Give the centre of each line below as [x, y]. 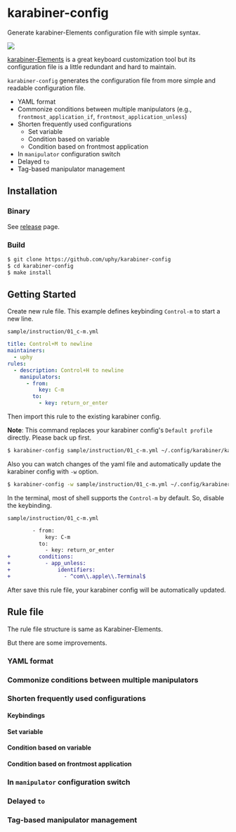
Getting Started [42, 294]
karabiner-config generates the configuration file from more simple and [111, 80]
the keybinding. [30, 505]
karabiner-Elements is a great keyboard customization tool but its [101, 59]
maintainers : [26, 351]
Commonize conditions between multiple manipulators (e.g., [104, 109]
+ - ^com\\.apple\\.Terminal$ [77, 576]
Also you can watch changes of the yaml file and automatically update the [114, 464]
